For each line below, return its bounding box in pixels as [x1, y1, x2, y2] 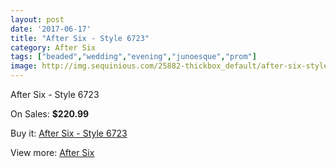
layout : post [10, 14, 65, 25]
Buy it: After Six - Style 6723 [10, 127, 128, 139]
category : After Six [10, 42, 97, 53]
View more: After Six [10, 147, 95, 158]
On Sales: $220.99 [10, 108, 90, 120]
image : [10, 61, 38, 71]
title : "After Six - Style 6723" [10, 33, 150, 43]
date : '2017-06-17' [10, 24, 92, 34]
